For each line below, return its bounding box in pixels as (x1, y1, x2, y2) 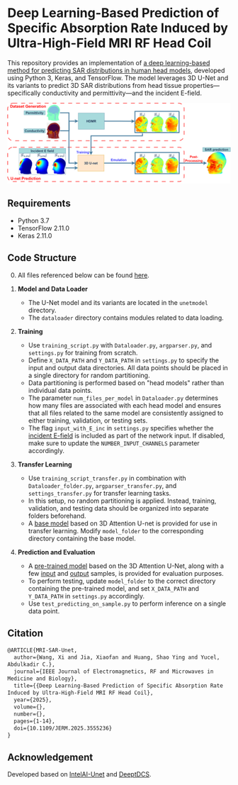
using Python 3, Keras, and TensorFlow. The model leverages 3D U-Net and (7, 73, 229, 82)
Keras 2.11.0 (17, 231, 52, 240)
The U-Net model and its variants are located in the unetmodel (28, 298, 208, 306)
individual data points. (28, 386, 93, 394)
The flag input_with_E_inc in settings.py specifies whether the (28, 423, 214, 432)
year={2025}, (13, 696, 52, 703)
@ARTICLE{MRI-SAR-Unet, (7, 647, 78, 654)
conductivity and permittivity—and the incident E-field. (42, 89, 202, 97)
